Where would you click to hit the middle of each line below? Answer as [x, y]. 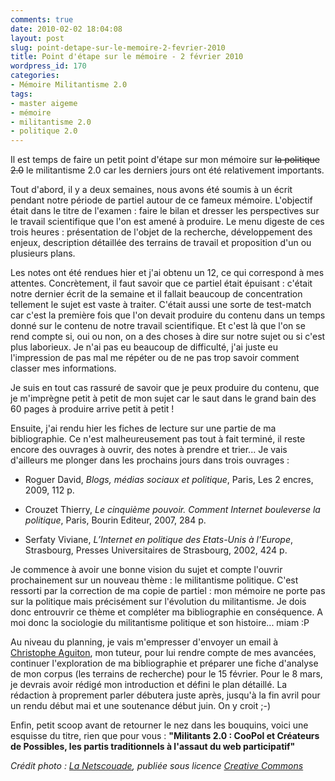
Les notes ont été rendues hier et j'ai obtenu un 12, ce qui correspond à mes [167, 273]
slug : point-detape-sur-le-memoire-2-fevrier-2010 [118, 47]
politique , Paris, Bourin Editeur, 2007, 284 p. [115, 520]
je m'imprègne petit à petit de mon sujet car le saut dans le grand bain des [163, 398]
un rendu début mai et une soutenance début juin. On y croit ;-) [141, 706]
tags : [21, 94]
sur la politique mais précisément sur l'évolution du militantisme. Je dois [158, 602]
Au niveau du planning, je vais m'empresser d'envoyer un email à [144, 642]
